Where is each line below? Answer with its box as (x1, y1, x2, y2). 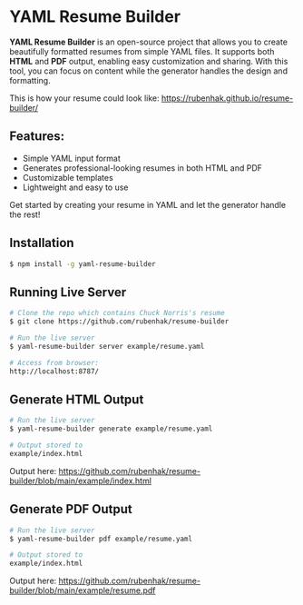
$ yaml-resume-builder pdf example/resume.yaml (9, 534, 193, 543)
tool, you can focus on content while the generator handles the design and (9, 65, 288, 76)
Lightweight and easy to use (22, 182, 129, 193)
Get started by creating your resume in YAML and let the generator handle (9, 199, 287, 210)
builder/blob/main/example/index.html (9, 475, 152, 486)
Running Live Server (9, 284, 127, 300)
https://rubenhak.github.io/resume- (161, 93, 294, 104)
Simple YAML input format (22, 153, 121, 164)
